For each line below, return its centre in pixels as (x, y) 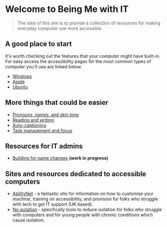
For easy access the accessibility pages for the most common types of (78, 61)
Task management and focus (42, 130)
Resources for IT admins (44, 146)
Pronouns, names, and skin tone (45, 114)
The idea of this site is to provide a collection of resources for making (89, 23)
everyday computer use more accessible (59, 28)
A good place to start (38, 44)
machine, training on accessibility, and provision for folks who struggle (85, 199)
